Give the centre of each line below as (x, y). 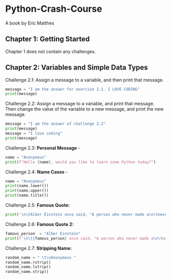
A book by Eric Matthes (30, 23)
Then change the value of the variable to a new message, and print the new (84, 109)
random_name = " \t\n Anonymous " (41, 258)
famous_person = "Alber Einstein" (43, 234)
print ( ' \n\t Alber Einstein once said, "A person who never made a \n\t (82, 215)
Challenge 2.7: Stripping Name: (39, 248)
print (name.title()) (27, 195)
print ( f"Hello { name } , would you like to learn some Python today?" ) (81, 162)
